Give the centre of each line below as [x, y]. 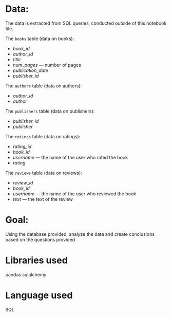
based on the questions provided [40, 239]
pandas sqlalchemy [26, 274]
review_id [23, 182]
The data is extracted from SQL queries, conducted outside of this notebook [86, 23]
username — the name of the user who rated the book [70, 157]
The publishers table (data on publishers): [50, 111]
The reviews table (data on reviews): [44, 173]
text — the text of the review [43, 199]
